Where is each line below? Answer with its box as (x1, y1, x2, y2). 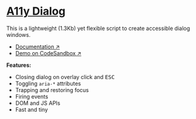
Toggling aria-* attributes (15, 80, 81, 87)
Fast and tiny (15, 106, 48, 113)
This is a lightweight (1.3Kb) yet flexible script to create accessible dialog (6, 25, 190, 32)
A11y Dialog (6, 4, 66, 18)
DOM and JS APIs (15, 99, 61, 107)
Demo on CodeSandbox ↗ (15, 49, 81, 56)
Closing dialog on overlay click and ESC (15, 73, 115, 80)
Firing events (15, 93, 48, 100)
